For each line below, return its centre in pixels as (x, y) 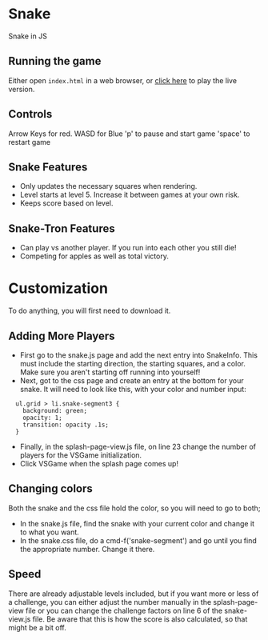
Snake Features (48, 167)
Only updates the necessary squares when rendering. (108, 186)
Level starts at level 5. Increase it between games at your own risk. (130, 195)
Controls (30, 114)
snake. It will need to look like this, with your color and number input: (133, 389)
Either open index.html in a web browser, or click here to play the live (123, 80)
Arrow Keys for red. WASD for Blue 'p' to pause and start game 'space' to (129, 134)
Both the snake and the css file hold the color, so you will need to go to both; (134, 508)
